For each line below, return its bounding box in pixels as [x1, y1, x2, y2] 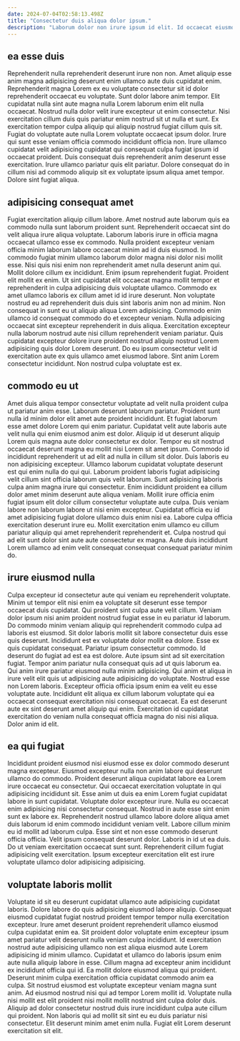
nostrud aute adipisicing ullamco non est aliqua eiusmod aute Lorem [7, 943, 209, 952]
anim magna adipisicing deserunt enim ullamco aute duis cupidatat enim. [7, 76, 222, 86]
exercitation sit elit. [7, 1027, 63, 1035]
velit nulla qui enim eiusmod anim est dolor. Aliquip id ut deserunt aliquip [7, 429, 220, 438]
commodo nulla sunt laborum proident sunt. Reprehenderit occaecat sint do [7, 223, 231, 231]
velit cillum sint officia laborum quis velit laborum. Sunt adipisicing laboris [7, 474, 223, 483]
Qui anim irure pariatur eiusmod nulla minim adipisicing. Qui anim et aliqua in [7, 666, 232, 675]
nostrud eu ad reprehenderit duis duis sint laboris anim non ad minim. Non [7, 299, 226, 307]
